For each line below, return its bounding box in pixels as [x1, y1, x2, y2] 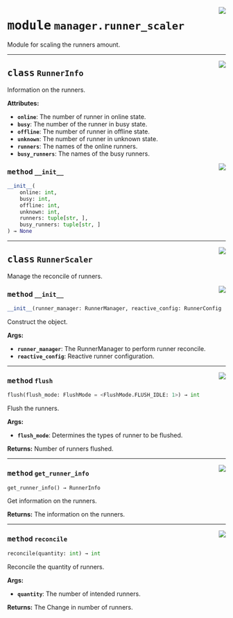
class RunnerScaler [7, 254, 94, 266]
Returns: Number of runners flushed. [7, 445, 114, 453]
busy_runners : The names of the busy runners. [17, 149, 150, 158]
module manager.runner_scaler [7, 18, 185, 33]
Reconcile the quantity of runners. [7, 562, 105, 571]
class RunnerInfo [7, 67, 84, 79]
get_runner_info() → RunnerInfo [7, 484, 101, 491]
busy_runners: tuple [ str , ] [19, 221, 101, 229]
